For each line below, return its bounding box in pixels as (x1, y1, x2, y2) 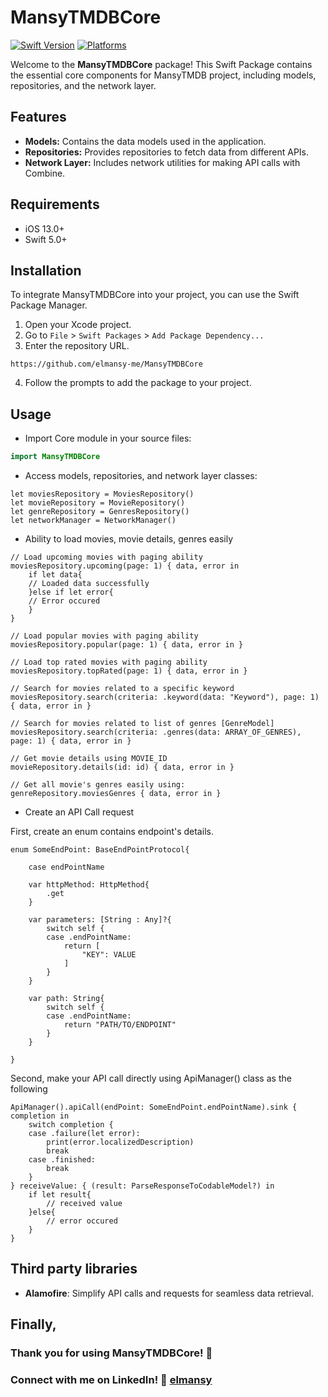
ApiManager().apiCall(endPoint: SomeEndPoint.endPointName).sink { (10, 1102, 298, 1113)
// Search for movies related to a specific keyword (10, 684, 235, 694)
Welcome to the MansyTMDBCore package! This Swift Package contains (10, 58, 313, 70)
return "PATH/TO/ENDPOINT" (63, 1020, 177, 1030)
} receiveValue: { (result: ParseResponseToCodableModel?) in (10, 1181, 275, 1191)
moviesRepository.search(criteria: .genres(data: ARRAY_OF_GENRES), (10, 727, 302, 738)
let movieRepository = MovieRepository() (10, 498, 186, 508)
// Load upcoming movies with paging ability (10, 552, 203, 563)
